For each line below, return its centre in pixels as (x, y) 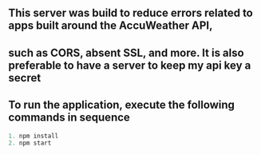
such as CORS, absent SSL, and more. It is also (127, 52)
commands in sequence (69, 118)
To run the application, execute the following (122, 105)
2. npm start (30, 143)
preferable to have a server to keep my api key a (130, 65)
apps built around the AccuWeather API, (111, 26)
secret (25, 78)
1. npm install (34, 136)
